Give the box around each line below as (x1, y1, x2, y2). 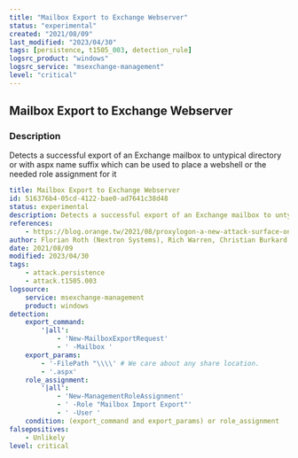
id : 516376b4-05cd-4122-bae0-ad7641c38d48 (9, 194, 169, 204)
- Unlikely (25, 433, 66, 442)
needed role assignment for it (9, 169, 117, 180)
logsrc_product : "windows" (9, 54, 109, 63)
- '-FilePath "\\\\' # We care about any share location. (41, 359, 260, 368)
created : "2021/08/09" (9, 29, 93, 38)
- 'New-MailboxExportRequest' (56, 334, 169, 344)
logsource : (9, 284, 50, 293)
